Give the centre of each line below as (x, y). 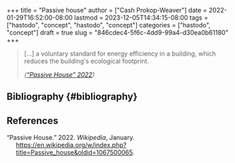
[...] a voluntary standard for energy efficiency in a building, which (120, 53)
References (32, 120)
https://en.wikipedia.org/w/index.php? (71, 145)
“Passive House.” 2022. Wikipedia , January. (71, 138)
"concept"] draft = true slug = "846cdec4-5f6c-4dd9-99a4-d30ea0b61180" (117, 32)
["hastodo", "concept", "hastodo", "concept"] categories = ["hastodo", (109, 25)
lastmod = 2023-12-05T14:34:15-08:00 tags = (141, 18)
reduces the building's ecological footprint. (86, 61)
